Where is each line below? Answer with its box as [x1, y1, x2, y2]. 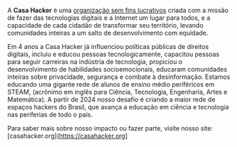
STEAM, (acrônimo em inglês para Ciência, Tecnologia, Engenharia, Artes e [7, 88, 228, 96]
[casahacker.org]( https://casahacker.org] [7, 131, 128, 140]
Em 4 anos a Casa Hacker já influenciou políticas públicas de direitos [7, 43, 209, 50]
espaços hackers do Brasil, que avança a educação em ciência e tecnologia [7, 103, 229, 111]
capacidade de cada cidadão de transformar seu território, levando [7, 21, 204, 29]
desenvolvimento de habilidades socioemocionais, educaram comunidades [7, 65, 228, 73]
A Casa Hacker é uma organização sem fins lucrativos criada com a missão [7, 6, 229, 14]
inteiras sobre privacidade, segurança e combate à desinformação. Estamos [7, 72, 231, 81]
